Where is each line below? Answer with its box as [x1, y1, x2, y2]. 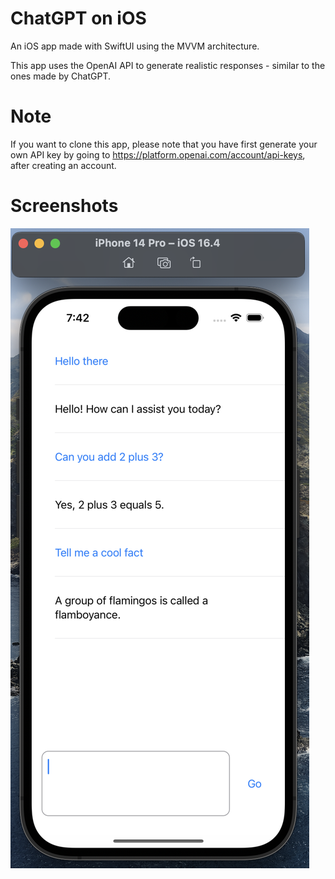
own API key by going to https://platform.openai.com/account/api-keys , [10, 148, 306, 161]
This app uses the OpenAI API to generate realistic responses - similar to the [10, 59, 326, 71]
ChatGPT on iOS [10, 7, 147, 30]
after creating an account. [10, 159, 117, 171]
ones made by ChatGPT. [10, 70, 111, 82]
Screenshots [10, 195, 119, 217]
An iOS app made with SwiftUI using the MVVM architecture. [10, 40, 260, 52]
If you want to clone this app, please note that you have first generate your [10, 138, 318, 150]
